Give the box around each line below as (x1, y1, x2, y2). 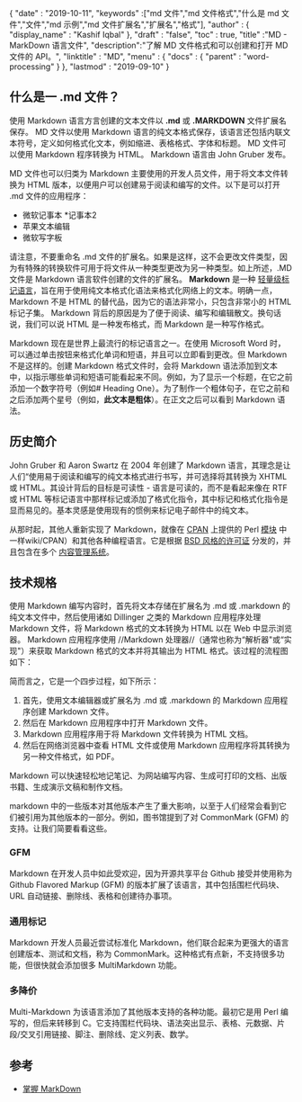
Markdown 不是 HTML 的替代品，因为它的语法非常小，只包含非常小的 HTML (9, 296, 292, 307)
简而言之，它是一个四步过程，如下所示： (9, 676, 159, 686)
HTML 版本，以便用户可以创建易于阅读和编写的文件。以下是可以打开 (26, 179, 280, 190)
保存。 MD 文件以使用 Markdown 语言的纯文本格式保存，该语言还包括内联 (9, 126, 283, 137)
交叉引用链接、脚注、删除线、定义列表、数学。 (20, 1029, 194, 1040)
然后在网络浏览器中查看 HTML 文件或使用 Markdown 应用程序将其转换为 (22, 740, 290, 751)
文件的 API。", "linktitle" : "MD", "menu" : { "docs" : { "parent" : (9, 51, 242, 61)
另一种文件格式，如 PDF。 (22, 751, 120, 762)
